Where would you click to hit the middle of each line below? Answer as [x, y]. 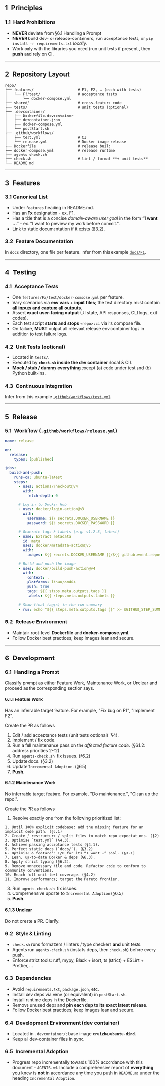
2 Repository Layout [37, 74]
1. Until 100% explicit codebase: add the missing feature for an [74, 827]
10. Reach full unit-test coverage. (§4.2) [50, 875]
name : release [20, 441]
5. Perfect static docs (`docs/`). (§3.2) [49, 849]
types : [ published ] [34, 459]
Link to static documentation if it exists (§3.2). [58, 229]
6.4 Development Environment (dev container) [62, 1023]
